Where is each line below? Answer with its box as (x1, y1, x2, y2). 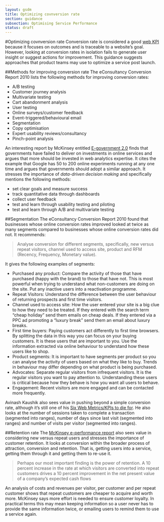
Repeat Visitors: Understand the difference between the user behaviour (12, 292, 157, 297)
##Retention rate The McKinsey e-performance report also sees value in (5, 430, 152, 436)
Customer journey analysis (12, 89, 67, 95)
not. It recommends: (5, 232, 46, 238)
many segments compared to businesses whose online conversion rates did (5, 227, 159, 232)
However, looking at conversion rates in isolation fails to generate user (5, 49, 147, 55)
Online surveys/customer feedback (12, 110, 83, 115)
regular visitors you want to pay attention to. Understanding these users (12, 375, 158, 381)
